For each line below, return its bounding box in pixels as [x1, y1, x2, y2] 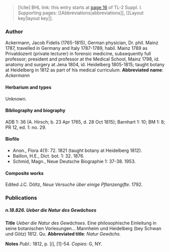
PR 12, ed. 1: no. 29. [5, 124, 46, 130]
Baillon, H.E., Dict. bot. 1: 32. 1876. [12, 152, 85, 159]
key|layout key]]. [17, 15, 53, 21]
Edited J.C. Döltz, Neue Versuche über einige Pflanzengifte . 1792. [5, 182, 143, 188]
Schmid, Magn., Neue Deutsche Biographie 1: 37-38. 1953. [12, 158, 136, 164]
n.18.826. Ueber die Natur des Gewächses [5, 207, 96, 213]
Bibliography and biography [5, 107, 65, 113]
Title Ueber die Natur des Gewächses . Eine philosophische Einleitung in [5, 220, 157, 226]
